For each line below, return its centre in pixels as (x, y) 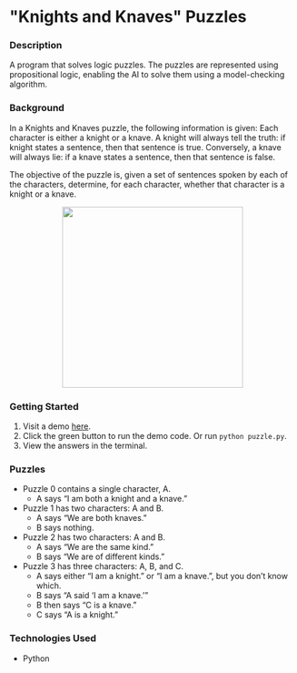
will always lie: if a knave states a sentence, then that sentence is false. (142, 157)
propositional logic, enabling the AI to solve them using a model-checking (147, 75)
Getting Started (44, 406)
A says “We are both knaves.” (91, 518)
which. (49, 586)
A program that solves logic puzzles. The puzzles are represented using (144, 65)
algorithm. (29, 85)
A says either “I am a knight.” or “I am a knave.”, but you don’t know (162, 576)
